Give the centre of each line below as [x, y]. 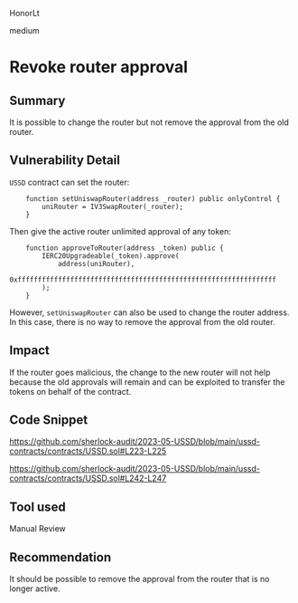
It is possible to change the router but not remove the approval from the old [149, 122]
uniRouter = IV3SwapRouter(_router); [112, 206]
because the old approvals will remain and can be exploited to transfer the [147, 382]
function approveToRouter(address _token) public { [125, 248]
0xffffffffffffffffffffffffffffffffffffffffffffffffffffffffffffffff [143, 280]
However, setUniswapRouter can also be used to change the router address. [149, 312]
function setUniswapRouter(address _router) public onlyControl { [153, 198]
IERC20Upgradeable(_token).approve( [111, 256]
